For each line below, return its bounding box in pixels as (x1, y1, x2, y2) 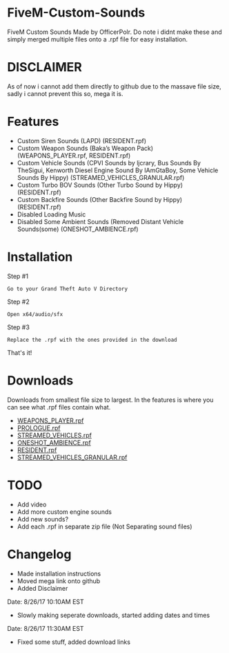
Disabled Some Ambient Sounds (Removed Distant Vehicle (17, 217, 184, 226)
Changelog (7, 546, 72, 562)
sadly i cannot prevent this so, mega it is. (7, 89, 123, 98)
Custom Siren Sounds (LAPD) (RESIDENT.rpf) (17, 136, 147, 145)
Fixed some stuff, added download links (17, 638, 131, 646)
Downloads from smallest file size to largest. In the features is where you (7, 396, 214, 404)
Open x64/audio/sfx (7, 311, 63, 318)
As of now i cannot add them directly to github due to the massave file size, (7, 82, 222, 91)
